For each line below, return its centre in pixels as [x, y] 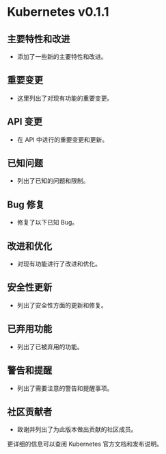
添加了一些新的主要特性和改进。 [62, 56]
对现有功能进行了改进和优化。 [59, 264]
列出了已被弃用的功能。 [50, 346]
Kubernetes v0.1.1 [58, 12]
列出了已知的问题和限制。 [53, 181]
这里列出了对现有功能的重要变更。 [65, 98]
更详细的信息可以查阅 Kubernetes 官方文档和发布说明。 [85, 444]
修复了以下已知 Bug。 [47, 223]
